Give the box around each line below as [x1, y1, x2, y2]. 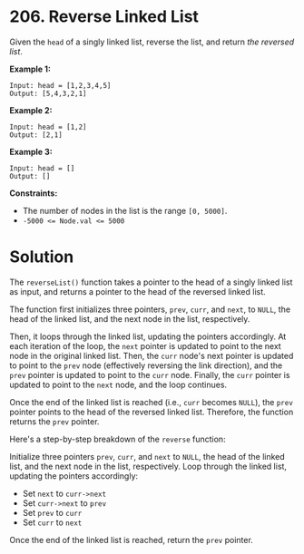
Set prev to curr [22, 507, 83, 518]
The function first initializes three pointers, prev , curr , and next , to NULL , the [9, 304, 291, 315]
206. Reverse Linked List [9, 6, 200, 27]
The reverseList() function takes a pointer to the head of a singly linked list [9, 277, 293, 287]
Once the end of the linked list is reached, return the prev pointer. [9, 534, 254, 545]
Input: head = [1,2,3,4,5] [9, 81, 112, 90]
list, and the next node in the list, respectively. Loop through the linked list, [9, 461, 288, 471]
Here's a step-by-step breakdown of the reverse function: [9, 433, 226, 444]
